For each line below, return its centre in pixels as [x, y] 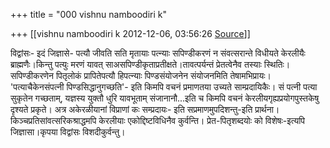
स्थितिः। [277, 64]
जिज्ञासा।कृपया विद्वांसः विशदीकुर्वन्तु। [68, 132]
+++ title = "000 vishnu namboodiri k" [88, 14]
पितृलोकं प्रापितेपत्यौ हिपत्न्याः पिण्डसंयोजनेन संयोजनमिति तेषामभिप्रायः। [163, 75]
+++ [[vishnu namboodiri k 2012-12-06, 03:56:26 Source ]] [130, 33]
